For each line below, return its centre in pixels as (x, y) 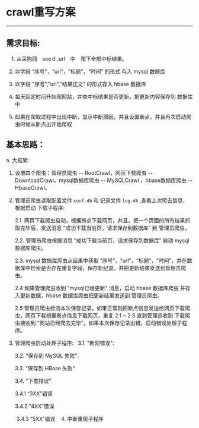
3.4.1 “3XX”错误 (33, 394)
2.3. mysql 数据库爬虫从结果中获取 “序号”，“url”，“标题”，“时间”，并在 (101, 260)
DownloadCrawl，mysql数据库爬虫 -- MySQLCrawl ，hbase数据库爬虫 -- (104, 180)
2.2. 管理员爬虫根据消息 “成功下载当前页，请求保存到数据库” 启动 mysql (102, 240)
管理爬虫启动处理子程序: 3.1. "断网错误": (64, 343)
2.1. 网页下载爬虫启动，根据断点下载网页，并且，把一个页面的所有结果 (100, 220)
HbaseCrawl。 (32, 187)
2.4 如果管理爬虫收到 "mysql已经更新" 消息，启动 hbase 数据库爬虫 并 (100, 288)
